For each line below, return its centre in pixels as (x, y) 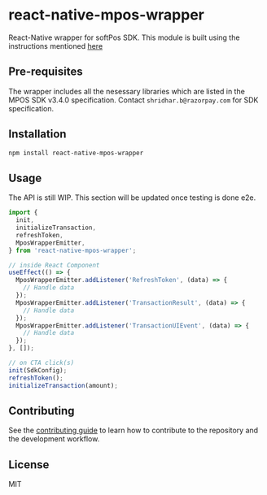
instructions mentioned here (56, 46)
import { (23, 213)
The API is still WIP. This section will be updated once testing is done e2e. (132, 198)
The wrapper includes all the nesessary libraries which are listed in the (127, 91)
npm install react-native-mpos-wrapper (76, 153)
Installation (37, 135)
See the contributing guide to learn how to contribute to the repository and (133, 430)
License (29, 465)
